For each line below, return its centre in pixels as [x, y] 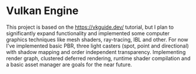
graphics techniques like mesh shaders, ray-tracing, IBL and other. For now [97, 39]
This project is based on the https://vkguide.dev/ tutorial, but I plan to [90, 27]
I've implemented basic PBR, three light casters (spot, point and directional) [98, 46]
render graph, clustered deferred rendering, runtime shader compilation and [98, 58]
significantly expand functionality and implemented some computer [88, 33]
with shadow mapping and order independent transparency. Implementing [96, 52]
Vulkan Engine [42, 11]
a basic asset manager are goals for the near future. [69, 64]
